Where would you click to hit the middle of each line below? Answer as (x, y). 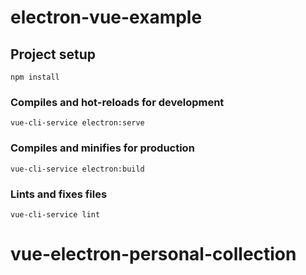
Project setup (53, 54)
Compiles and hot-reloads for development (117, 102)
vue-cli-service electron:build (77, 169)
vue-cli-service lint (55, 214)
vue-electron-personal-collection (153, 254)
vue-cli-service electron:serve (77, 123)
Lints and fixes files (59, 194)
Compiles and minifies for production (102, 148)
